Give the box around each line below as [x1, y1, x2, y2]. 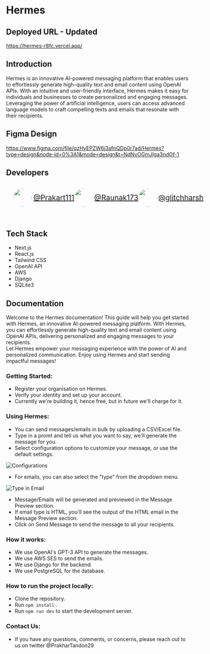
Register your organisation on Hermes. [14, 385, 108, 393]
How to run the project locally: [6, 581, 93, 590]
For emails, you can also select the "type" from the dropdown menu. [14, 473, 179, 480]
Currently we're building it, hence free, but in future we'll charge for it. [14, 398, 183, 405]
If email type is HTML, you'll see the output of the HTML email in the [14, 508, 179, 515]
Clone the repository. [14, 595, 65, 603]
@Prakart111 [33, 193, 75, 202]
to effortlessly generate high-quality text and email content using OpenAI [6, 81, 181, 88]
